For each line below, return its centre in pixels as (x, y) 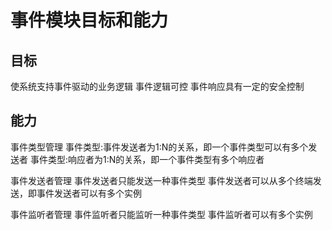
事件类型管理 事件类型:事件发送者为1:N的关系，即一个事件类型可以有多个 (159, 147)
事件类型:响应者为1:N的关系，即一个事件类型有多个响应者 (147, 159)
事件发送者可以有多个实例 (89, 193)
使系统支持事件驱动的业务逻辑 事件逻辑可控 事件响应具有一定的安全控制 (157, 86)
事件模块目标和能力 (89, 20)
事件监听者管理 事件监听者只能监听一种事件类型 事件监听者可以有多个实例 (161, 214)
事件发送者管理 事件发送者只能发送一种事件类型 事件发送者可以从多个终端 (161, 180)
